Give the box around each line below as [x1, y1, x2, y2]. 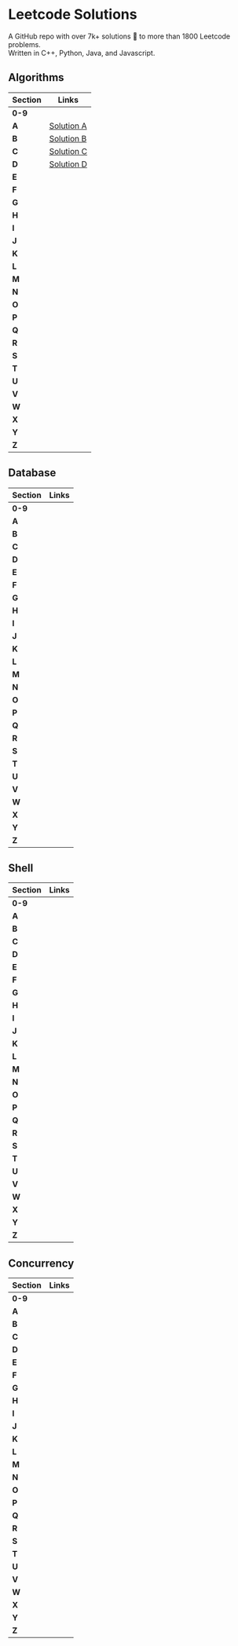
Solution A [49, 120, 88, 131]
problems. [8, 39, 41, 49]
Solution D [49, 159, 88, 170]
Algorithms [8, 71, 64, 84]
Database [8, 466, 57, 480]
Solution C [49, 145, 88, 156]
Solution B [49, 133, 87, 144]
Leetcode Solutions [8, 5, 137, 24]
